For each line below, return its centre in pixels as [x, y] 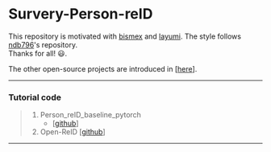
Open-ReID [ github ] [73, 132]
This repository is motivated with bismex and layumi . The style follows [125, 36]
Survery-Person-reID [81, 14]
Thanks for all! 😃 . [38, 53]
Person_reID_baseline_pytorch [90, 115]
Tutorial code [35, 97]
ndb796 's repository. [43, 44]
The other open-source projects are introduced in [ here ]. [103, 68]
